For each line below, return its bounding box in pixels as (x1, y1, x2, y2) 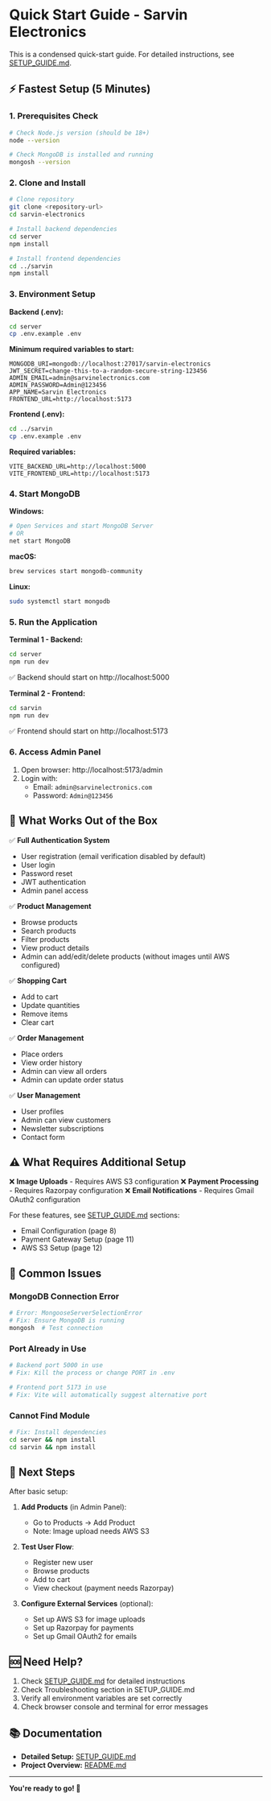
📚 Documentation (9, 1726, 103, 1740)
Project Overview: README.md (20, 1760, 127, 1770)
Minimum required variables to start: (9, 345, 134, 354)
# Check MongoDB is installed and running (9, 151, 154, 159)
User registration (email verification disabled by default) (20, 851, 206, 861)
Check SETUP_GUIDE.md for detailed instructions (20, 1676, 186, 1686)
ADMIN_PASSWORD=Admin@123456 (9, 381, 107, 390)
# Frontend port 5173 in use (9, 1383, 107, 1391)
